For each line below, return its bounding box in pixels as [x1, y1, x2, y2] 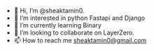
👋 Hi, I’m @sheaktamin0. [13, 7, 85, 14]
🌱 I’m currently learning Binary [13, 21, 101, 29]
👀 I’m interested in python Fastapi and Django [13, 14, 146, 22]
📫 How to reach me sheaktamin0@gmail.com [13, 37, 147, 44]
